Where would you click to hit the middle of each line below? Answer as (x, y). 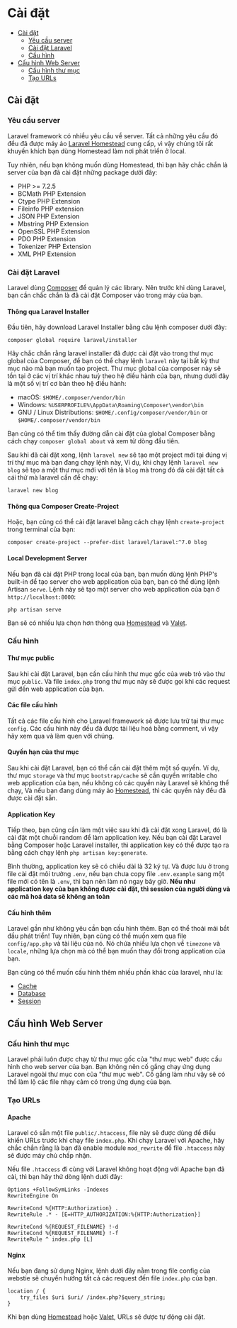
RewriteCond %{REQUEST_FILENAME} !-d (63, 1227)
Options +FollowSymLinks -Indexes (58, 1190)
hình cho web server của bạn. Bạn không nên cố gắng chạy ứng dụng (109, 1067)
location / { (27, 1291)
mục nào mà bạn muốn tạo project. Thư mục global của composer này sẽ (114, 369)
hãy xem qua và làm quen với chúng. (61, 736)
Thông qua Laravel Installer (48, 311)
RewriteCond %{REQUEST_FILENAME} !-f (63, 1233)
